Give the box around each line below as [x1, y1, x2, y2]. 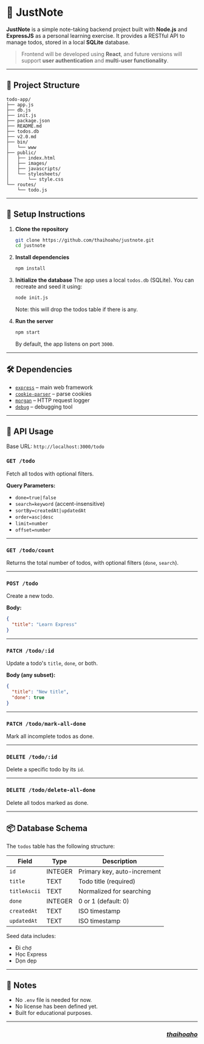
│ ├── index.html [6, 155, 56, 161]
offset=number [15, 527, 51, 533]
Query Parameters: [6, 482, 56, 489]
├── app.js [6, 102, 34, 108]
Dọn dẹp [15, 957, 37, 964]
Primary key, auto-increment [78, 867, 161, 875]
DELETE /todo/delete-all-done [6, 787, 96, 794]
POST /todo [6, 580, 38, 587]
